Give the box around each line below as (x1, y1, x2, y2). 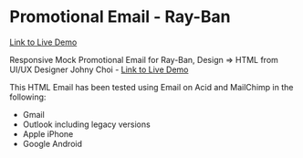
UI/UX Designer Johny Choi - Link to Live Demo (9, 64, 189, 75)
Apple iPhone (22, 128, 74, 139)
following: (9, 91, 47, 102)
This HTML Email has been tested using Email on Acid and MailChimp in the (9, 81, 294, 92)
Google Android (22, 138, 83, 149)
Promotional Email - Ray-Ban (9, 6, 231, 27)
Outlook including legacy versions (22, 119, 151, 130)
